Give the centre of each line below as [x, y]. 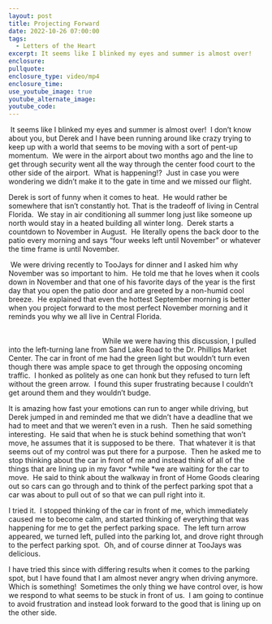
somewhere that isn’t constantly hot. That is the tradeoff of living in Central [134, 206]
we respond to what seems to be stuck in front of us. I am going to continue [136, 596]
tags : [17, 39]
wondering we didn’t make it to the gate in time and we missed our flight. [130, 182]
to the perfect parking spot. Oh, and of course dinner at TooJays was [125, 545]
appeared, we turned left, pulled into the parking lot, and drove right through [136, 536]
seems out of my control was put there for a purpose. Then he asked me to [135, 452]
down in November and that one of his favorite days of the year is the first [132, 282]
